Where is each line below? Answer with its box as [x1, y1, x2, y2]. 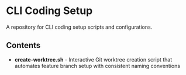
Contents [6, 40, 41, 50]
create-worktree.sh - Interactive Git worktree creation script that [14, 56, 173, 63]
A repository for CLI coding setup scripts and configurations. [6, 23, 153, 30]
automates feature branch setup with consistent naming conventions [14, 62, 180, 69]
